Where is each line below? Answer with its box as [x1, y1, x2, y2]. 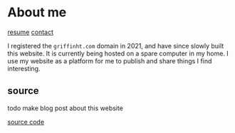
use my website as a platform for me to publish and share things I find [7, 56, 212, 65]
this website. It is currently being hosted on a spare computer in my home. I [7, 49, 229, 58]
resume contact [7, 28, 53, 36]
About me [7, 4, 67, 21]
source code [7, 117, 45, 126]
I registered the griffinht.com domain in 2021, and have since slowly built [7, 41, 224, 50]
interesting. [7, 64, 41, 73]
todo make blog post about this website [7, 104, 123, 112]
